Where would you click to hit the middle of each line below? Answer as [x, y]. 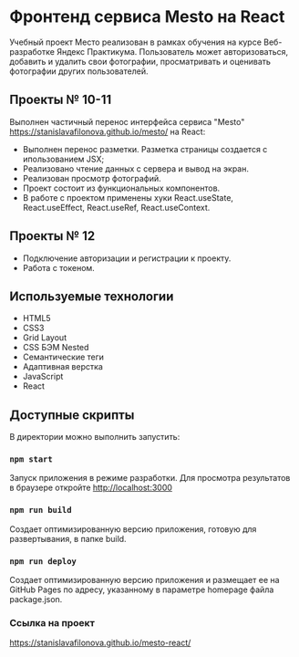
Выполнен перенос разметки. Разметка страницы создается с [145, 149]
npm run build [41, 510]
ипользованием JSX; [63, 159]
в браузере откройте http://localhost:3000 [91, 488]
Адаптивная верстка [62, 367]
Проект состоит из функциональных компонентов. [121, 188]
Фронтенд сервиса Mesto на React [147, 17]
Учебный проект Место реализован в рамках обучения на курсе [136, 42]
